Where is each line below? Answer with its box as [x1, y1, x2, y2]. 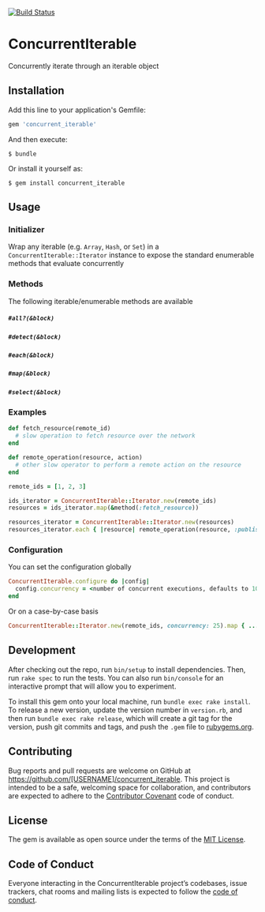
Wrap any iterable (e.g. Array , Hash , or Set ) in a [8, 242, 159, 252]
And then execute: [8, 134, 68, 144]
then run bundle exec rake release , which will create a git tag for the [8, 713, 233, 722]
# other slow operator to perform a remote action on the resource [15, 460, 242, 469]
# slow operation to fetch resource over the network [15, 432, 196, 440]
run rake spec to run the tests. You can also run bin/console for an [8, 673, 224, 682]
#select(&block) [8, 388, 62, 396]
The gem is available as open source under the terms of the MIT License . [8, 835, 246, 844]
